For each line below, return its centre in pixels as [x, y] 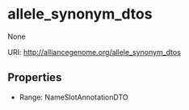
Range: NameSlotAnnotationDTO [73, 97]
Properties [35, 78]
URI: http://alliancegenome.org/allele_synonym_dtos [94, 52]
